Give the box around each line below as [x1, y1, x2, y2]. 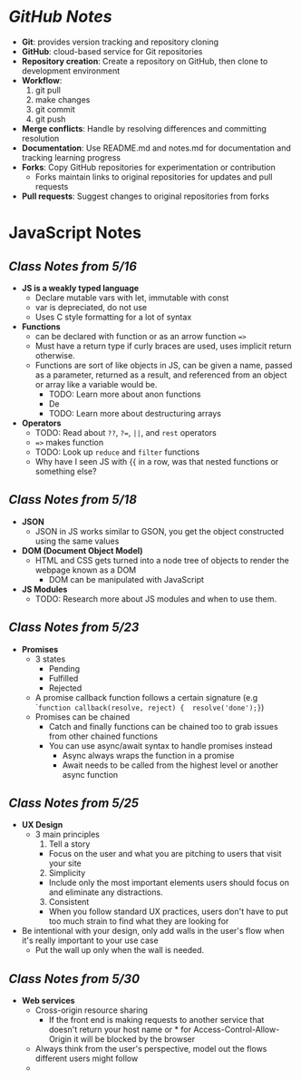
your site [48, 858, 83, 869]
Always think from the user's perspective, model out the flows [34, 1044, 267, 1055]
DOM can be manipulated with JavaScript [48, 574, 205, 584]
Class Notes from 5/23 [8, 620, 140, 635]
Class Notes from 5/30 [8, 971, 141, 987]
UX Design [21, 820, 63, 830]
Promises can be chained [34, 711, 131, 722]
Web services [21, 996, 75, 1006]
